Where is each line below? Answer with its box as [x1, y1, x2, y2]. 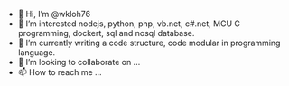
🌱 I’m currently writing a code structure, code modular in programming [17, 37, 281, 48]
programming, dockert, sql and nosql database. [17, 28, 195, 38]
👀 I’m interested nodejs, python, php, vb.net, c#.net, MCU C [17, 18, 241, 29]
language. [17, 47, 56, 58]
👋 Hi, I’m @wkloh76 [17, 9, 91, 19]
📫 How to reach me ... [17, 67, 102, 77]
